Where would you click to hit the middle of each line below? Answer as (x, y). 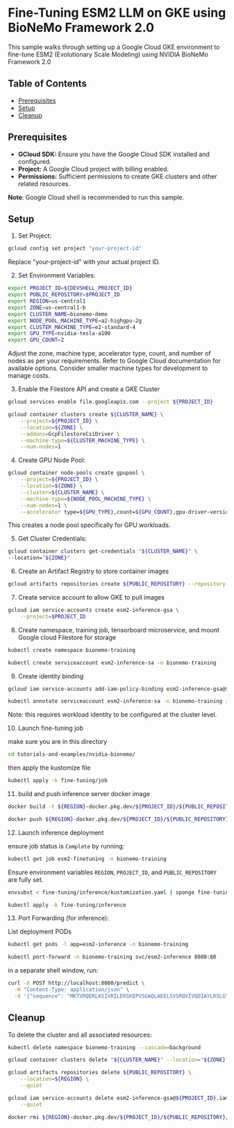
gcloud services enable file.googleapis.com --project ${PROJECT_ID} (111, 402)
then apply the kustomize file (49, 768)
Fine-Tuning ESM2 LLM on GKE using (117, 13)
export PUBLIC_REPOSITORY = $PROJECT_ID (64, 295)
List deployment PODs (40, 931)
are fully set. (26, 879)
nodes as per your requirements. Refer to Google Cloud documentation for (114, 361)
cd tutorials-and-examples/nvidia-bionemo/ (72, 754)
